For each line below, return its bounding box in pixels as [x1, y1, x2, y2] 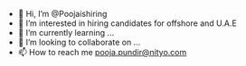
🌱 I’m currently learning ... [17, 28, 115, 37]
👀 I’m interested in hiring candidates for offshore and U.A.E [17, 18, 237, 29]
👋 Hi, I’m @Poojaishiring [17, 9, 108, 19]
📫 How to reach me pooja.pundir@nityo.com [17, 47, 187, 57]
